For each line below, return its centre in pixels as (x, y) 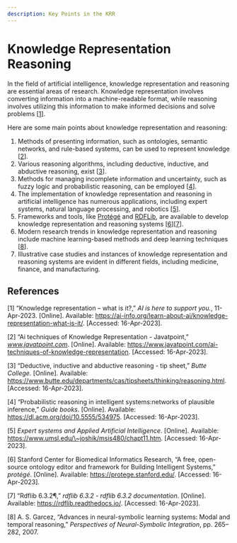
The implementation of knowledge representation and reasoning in (115, 194)
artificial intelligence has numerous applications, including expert (112, 201)
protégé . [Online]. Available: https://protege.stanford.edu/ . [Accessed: (109, 474)
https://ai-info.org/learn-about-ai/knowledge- (162, 316)
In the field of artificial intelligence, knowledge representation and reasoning (118, 84)
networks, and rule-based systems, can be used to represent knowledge (123, 149)
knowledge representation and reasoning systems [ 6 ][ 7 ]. (100, 224)
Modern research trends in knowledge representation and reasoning (117, 232)
